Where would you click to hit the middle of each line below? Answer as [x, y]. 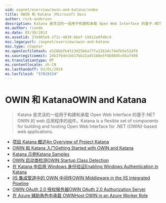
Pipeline [21, 183]
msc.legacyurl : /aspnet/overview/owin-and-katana [57, 42]
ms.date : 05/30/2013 [26, 33]
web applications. [35, 131]
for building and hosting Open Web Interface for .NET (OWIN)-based [87, 126]
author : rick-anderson [28, 19]
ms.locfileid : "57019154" [32, 74]
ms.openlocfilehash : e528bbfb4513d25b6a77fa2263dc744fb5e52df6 [72, 51]
